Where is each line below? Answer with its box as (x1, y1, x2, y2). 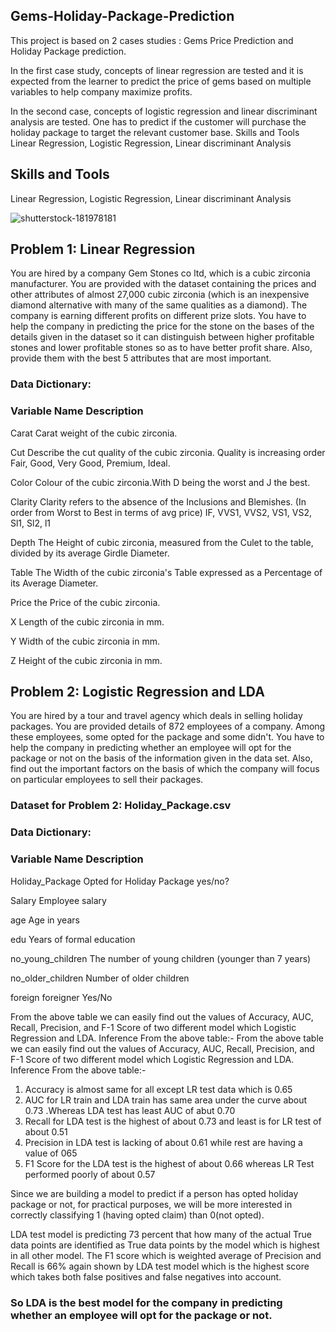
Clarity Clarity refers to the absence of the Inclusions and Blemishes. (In (10, 495, 307, 508)
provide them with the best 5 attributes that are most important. (10, 352, 272, 364)
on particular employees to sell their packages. (10, 774, 204, 786)
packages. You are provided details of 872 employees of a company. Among (10, 720, 326, 733)
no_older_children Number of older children (10, 972, 190, 984)
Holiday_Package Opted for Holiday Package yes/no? (10, 875, 230, 887)
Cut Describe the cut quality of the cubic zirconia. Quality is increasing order (10, 446, 326, 458)
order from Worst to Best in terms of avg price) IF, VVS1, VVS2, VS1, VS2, (10, 506, 312, 518)
